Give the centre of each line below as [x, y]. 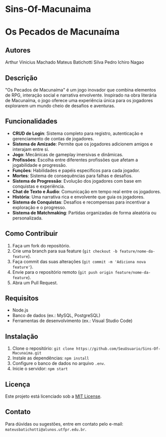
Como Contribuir [31, 234]
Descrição [21, 78]
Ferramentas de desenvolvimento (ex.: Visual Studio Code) [72, 321]
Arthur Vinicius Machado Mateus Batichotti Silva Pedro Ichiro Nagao [75, 62]
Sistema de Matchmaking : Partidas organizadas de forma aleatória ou [84, 213]
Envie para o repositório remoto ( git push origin [62, 272]
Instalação [22, 336]
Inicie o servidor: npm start [40, 369]
